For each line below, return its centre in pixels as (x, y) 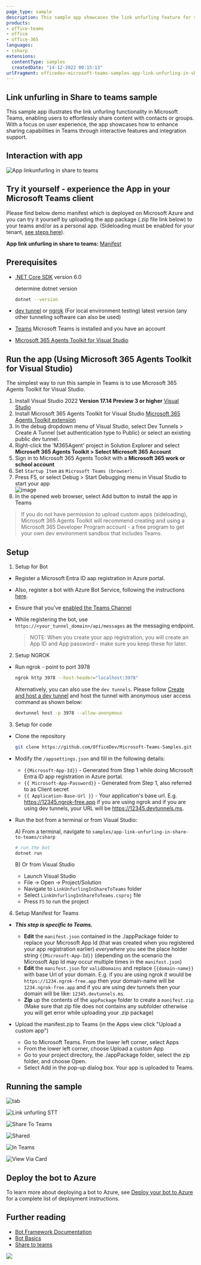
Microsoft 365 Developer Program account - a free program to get (102, 527)
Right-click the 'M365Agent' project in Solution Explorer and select (97, 445)
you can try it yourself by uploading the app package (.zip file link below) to (99, 219)
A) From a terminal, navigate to (53, 831)
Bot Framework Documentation (53, 1231)
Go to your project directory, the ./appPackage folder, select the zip (107, 1055)
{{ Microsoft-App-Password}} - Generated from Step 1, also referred (108, 782)
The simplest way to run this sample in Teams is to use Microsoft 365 (92, 383)
